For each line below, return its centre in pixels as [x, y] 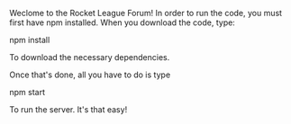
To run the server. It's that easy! [68, 110]
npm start [27, 92]
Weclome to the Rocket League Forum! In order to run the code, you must [145, 13]
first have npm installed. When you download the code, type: [123, 22]
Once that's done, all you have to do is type [90, 75]
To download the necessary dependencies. [90, 57]
